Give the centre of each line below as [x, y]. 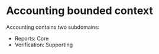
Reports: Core [32, 38]
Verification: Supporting [43, 45]
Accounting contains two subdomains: [53, 27]
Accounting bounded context [80, 11]
